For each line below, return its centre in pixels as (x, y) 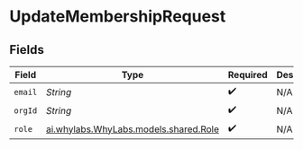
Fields (27, 50)
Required (248, 75)
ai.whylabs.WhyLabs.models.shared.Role (132, 129)
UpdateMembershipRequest (118, 17)
